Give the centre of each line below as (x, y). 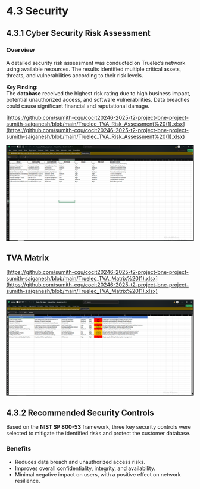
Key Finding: (22, 87)
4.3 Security (37, 11)
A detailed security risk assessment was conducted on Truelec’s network (96, 63)
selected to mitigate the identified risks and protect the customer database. (99, 434)
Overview (21, 50)
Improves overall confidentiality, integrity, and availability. (85, 468)
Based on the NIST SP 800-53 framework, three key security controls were (99, 427)
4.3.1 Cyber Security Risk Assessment (78, 33)
